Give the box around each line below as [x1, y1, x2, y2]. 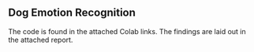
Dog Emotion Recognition [8, 6, 136, 19]
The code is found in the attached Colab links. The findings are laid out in [8, 26, 246, 36]
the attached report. [8, 35, 73, 44]
